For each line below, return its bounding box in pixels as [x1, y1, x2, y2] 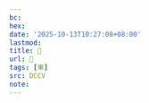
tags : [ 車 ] [9, 64, 49, 73]
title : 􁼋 [9, 47, 42, 56]
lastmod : [9, 38, 42, 47]
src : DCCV [9, 72, 46, 81]
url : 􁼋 [9, 55, 34, 64]
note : [9, 80, 29, 89]
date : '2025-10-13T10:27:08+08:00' [9, 30, 142, 39]
